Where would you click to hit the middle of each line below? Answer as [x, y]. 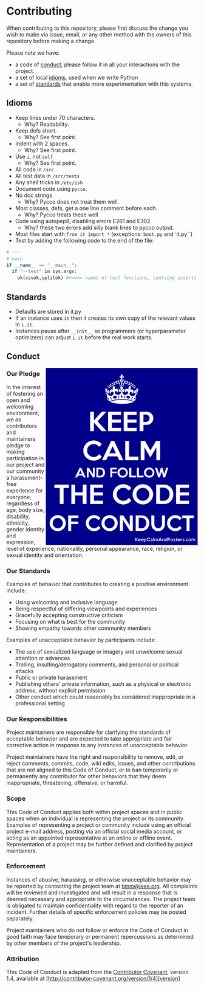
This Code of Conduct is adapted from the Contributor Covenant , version [98, 972]
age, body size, [25, 510]
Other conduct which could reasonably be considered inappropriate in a [105, 697]
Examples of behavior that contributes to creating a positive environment [97, 584]
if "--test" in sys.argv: [45, 272]
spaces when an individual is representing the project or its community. [96, 818]
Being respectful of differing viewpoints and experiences [86, 609]
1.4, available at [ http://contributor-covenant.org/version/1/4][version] [93, 979]
